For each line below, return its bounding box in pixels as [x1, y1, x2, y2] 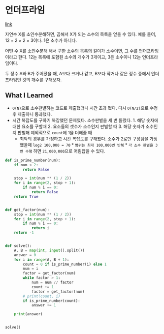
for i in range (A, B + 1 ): [14, 257, 69, 262]
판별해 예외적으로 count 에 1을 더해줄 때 [17, 129, 93, 135]
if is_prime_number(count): [23, 298, 80, 303]
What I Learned [5, 91, 53, 100]
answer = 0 [14, 252, 36, 257]
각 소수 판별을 [128, 143, 154, 148]
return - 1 [14, 230, 34, 235]
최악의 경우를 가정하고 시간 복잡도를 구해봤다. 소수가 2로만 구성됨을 [19, 136, 149, 142]
